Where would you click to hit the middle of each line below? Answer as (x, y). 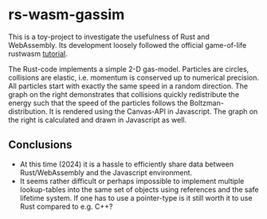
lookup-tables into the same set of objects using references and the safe (139, 190)
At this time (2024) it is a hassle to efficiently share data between (127, 164)
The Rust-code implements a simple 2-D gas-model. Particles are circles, (129, 68)
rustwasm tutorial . (38, 53)
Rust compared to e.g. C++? (66, 206)
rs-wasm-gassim (67, 15)
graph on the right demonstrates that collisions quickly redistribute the (124, 94)
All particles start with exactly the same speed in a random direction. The (128, 86)
